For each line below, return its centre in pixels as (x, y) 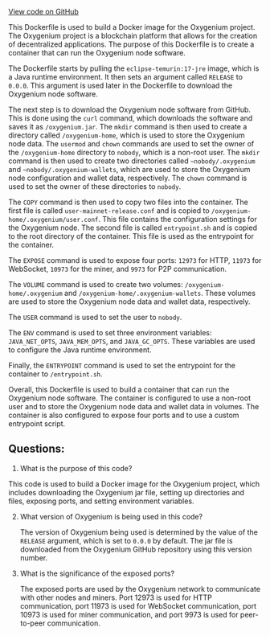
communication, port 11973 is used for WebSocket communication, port (138, 605)
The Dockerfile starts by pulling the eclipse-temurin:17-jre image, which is (134, 68)
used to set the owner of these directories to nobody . (95, 187)
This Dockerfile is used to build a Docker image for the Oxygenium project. (132, 27)
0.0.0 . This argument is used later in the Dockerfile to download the (121, 85)
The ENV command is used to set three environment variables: (110, 332)
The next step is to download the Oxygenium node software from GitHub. (130, 109)
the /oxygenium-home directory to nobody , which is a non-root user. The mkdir (134, 152)
